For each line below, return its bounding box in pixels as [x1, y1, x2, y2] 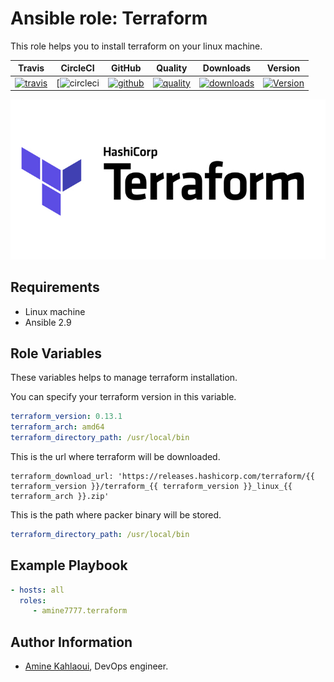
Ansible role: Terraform [10, 7, 208, 30]
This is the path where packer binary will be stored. [10, 508, 222, 521]
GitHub [111, 62, 142, 74]
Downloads [202, 62, 252, 74]
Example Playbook [10, 557, 128, 574]
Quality [156, 62, 188, 74]
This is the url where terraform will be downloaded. [10, 450, 221, 462]
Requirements [10, 279, 100, 296]
